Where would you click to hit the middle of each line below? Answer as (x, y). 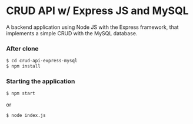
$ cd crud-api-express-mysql (42, 61)
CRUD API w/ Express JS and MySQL (98, 11)
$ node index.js (26, 116)
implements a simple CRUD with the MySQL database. (72, 33)
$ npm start (21, 93)
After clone (23, 48)
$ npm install (24, 66)
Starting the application (41, 81)
